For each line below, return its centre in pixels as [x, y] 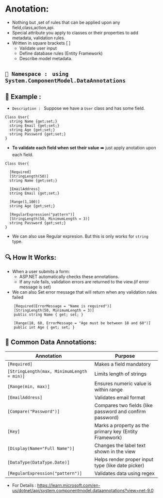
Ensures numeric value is [123, 383]
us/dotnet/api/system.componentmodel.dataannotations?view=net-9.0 [83, 490]
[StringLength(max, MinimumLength [47, 371]
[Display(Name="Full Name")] [41, 448]
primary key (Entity [116, 432]
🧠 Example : [23, 96]
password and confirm [120, 411]
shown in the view [115, 451]
